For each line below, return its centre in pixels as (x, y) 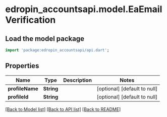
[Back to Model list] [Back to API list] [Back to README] (63, 109)
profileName (23, 88)
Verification (31, 20)
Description (77, 80)
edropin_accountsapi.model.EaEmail (84, 9)
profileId (18, 97)
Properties (22, 66)
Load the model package (45, 39)
